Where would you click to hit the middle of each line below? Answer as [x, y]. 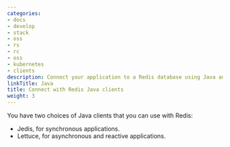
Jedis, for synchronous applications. [68, 129]
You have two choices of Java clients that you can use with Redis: [100, 116]
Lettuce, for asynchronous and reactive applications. [91, 136]
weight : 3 [21, 96]
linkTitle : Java [30, 83]
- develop [21, 26]
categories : [24, 13]
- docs [16, 20]
